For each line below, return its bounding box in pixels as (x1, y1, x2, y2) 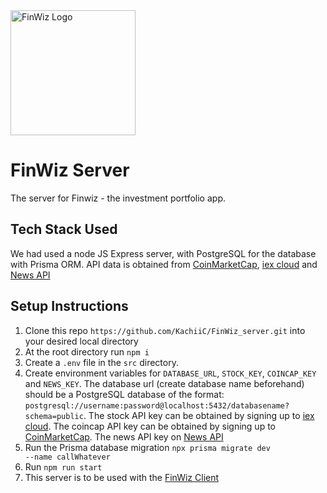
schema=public (24, 411, 84, 421)
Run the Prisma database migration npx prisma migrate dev (24, 441, 271, 453)
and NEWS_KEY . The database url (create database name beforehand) (24, 377, 305, 389)
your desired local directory (24, 335, 139, 347)
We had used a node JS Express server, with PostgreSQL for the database (10, 247, 317, 259)
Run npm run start (24, 460, 103, 473)
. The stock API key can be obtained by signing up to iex (83, 409, 315, 421)
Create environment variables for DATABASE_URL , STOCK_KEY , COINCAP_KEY (24, 367, 317, 379)
